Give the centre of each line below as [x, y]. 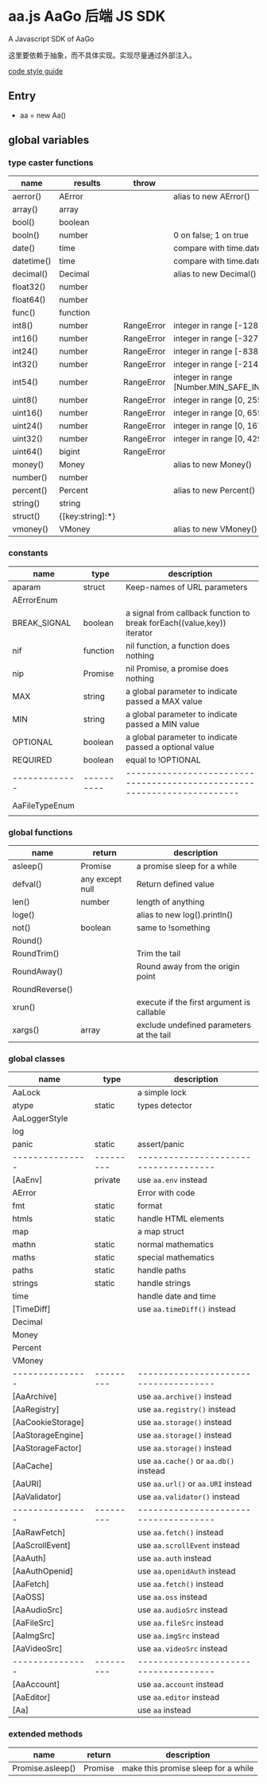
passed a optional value [170, 747]
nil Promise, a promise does [177, 668]
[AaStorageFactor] [47, 1448]
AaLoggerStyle [40, 1118]
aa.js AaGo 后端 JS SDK [87, 16]
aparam [27, 587]
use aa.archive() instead [185, 1396]
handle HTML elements [181, 1218]
